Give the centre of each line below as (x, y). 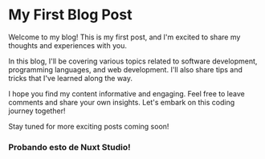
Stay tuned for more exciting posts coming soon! (89, 126)
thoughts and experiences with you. (67, 45)
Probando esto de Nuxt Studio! (69, 147)
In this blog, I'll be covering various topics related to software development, (133, 61)
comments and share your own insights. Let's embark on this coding (122, 102)
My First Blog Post (70, 15)
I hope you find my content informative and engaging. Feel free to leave (126, 93)
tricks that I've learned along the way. (71, 78)
